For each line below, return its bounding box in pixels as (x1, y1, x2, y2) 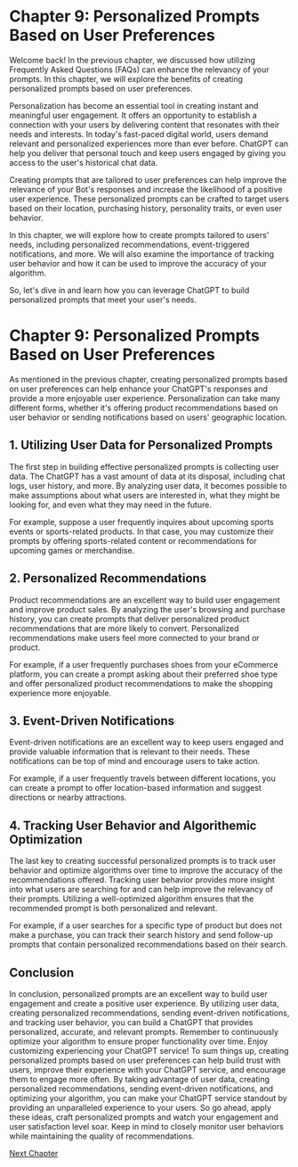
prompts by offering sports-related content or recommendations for (9, 535, 258, 546)
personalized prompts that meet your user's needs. (9, 294, 197, 305)
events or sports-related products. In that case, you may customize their (9, 526, 274, 537)
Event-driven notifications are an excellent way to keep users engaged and (9, 737, 285, 748)
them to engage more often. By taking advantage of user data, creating (9, 1073, 270, 1084)
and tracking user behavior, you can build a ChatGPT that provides (9, 1016, 254, 1027)
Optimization (9, 832, 83, 847)
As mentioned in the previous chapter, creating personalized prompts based (9, 374, 288, 384)
